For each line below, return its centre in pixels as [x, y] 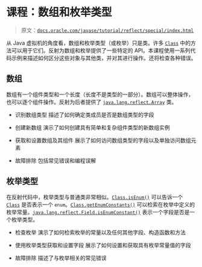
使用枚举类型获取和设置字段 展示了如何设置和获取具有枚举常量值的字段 [103, 245]
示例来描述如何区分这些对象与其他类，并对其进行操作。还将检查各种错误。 [104, 58]
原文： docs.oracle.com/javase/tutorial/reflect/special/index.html [107, 30]
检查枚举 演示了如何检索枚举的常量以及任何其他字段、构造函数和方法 [100, 232]
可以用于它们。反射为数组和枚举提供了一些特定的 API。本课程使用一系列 [101, 50]
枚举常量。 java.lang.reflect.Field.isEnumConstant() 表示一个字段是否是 [98, 212]
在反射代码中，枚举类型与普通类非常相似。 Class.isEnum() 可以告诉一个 [95, 197]
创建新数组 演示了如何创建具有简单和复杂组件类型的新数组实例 [92, 127]
